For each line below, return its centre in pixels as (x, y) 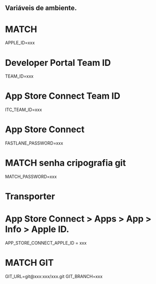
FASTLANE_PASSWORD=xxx (34, 143)
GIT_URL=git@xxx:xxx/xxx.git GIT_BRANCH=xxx (54, 277)
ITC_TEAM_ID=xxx (24, 110)
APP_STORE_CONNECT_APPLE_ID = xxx (46, 243)
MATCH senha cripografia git (65, 163)
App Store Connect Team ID (63, 96)
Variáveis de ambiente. (41, 8)
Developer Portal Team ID (58, 63)
